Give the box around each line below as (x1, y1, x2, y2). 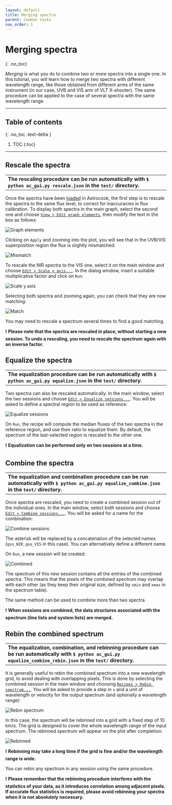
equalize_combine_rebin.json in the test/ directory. (8, 657, 135, 664)
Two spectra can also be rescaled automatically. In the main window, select (5, 390, 164, 396)
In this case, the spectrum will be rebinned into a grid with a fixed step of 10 (5, 717, 165, 723)
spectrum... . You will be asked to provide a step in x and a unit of (5, 687, 143, 693)
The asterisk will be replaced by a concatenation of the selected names (5, 535, 156, 541)
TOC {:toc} (12, 142, 36, 147)
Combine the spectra (5, 459, 74, 468)
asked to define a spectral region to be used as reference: (5, 401, 128, 407)
